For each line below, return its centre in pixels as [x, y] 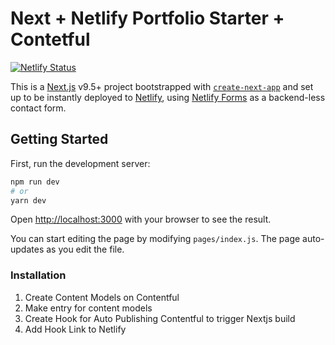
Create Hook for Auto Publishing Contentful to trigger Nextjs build [160, 318]
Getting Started [59, 139]
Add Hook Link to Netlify [75, 329]
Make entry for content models [88, 308]
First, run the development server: [80, 163]
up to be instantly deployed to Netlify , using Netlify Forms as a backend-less [168, 97]
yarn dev [28, 200]
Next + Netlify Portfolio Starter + [147, 18]
